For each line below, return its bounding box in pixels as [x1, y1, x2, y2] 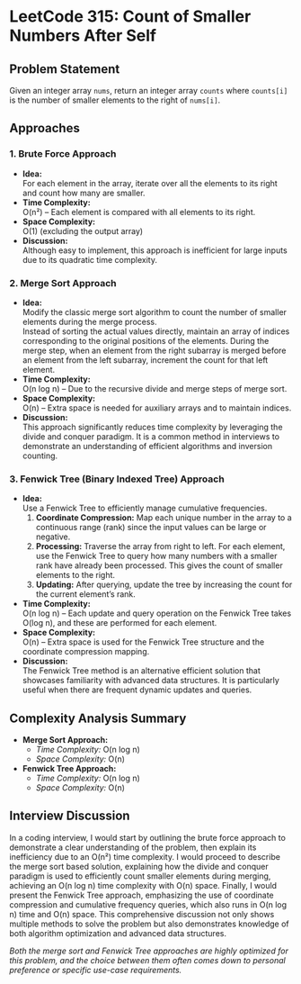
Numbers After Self [9, 25, 157, 46]
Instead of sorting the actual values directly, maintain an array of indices [22, 326, 290, 337]
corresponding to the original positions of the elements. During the [22, 335, 270, 346]
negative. [35, 531, 71, 542]
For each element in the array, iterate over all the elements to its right [22, 177, 279, 188]
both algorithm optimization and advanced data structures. [9, 927, 227, 938]
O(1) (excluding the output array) [22, 225, 144, 236]
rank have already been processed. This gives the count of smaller [35, 560, 283, 571]
